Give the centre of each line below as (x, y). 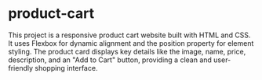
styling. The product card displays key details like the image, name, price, (127, 51)
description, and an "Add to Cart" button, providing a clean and (110, 60)
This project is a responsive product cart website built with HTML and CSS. (129, 35)
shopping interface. (66, 68)
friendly (21, 68)
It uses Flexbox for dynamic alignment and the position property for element (131, 43)
